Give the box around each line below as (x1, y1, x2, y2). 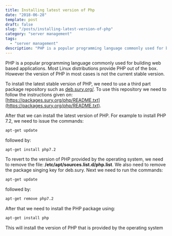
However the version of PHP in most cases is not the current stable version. (5, 70, 165, 77)
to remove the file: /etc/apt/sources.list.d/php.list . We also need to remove (5, 162, 166, 168)
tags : (5, 36, 17, 42)
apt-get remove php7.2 (5, 196, 54, 202)
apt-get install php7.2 (5, 147, 56, 152)
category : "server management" (5, 31, 72, 36)
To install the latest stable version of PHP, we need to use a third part (5, 81, 151, 87)
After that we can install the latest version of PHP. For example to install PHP (5, 112, 166, 119)
